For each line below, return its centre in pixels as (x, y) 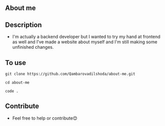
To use (16, 63)
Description (23, 25)
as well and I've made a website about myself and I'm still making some (85, 42)
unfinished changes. (33, 47)
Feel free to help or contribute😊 (45, 118)
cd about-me (17, 83)
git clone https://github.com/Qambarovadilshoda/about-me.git (70, 74)
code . (12, 91)
